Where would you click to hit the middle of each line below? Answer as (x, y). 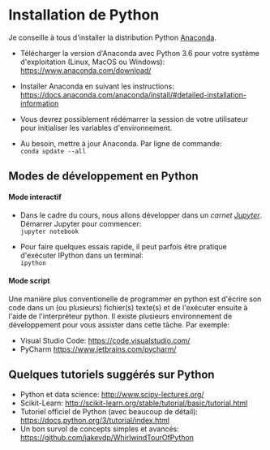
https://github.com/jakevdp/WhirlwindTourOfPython (107, 437)
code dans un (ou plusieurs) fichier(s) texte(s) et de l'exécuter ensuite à (128, 307)
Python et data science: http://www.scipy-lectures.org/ (112, 394)
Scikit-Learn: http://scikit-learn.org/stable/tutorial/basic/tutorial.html (134, 403)
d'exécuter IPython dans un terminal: (81, 255)
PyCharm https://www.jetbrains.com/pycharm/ (98, 349)
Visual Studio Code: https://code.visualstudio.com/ (105, 340)
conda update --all (53, 151)
